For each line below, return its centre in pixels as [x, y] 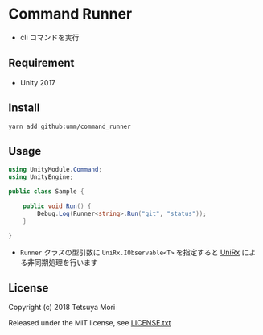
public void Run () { [57, 206]
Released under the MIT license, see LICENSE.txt [90, 323]
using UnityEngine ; [41, 177]
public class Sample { [46, 192]
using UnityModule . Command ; [55, 170]
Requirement [41, 63]
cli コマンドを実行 [49, 37]
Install [24, 108]
